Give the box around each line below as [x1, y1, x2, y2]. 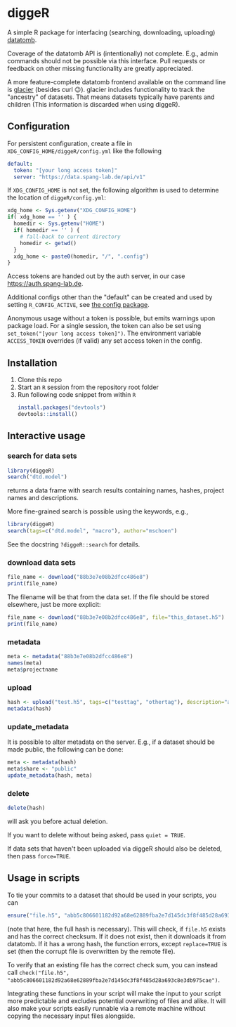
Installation [7, 357, 58, 369]
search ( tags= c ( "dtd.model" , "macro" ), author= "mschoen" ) [7, 528, 178, 535]
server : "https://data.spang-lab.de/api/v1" [13, 174, 146, 181]
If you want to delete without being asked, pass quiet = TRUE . [7, 830, 186, 839]
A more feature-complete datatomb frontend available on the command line [7, 77, 226, 86]
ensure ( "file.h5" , [7, 912, 61, 919]
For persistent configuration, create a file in [7, 139, 132, 148]
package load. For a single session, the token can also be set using [7, 322, 202, 330]
